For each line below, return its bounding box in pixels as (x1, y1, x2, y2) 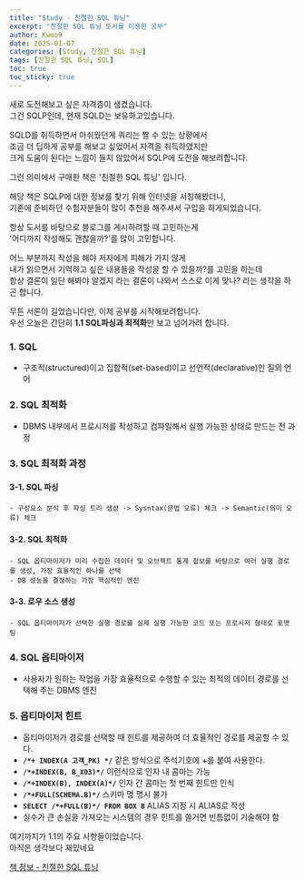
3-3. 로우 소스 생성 (9, 596, 75, 607)
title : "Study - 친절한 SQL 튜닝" (9, 13, 131, 23)
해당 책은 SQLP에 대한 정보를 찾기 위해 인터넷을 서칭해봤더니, (9, 190, 227, 201)
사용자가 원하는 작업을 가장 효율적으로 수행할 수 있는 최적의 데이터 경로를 (22, 673, 279, 684)
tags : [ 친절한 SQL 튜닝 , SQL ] (9, 56, 114, 65)
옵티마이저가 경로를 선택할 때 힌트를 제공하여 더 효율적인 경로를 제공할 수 (22, 732, 279, 743)
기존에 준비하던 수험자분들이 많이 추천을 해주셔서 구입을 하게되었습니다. (9, 202, 261, 213)
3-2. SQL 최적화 (9, 534, 68, 545)
